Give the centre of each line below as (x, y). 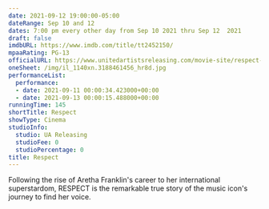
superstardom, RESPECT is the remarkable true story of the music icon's (128, 188)
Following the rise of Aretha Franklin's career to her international (114, 180)
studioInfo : (28, 127)
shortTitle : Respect (43, 113)
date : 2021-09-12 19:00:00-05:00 (64, 16)
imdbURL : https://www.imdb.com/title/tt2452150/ (91, 46)
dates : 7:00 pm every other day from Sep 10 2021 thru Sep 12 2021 (125, 30)
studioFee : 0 (37, 142)
